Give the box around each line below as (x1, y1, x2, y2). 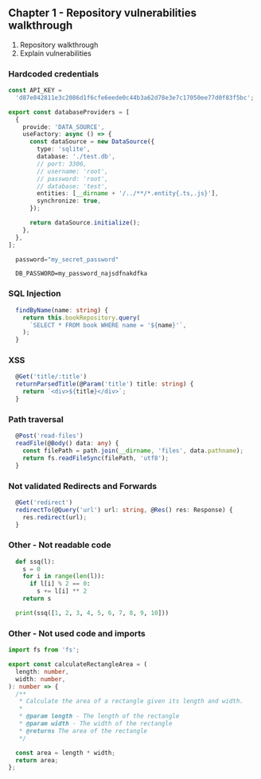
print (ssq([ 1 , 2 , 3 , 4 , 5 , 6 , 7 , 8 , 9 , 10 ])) (15, 609, 169, 617)
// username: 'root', (37, 167, 109, 175)
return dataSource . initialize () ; (29, 219, 141, 227)
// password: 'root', (37, 174, 109, 182)
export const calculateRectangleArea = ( (8, 660, 148, 668)
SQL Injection (8, 288, 61, 299)
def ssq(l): (15, 558, 56, 566)
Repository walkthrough (19, 40, 99, 49)
